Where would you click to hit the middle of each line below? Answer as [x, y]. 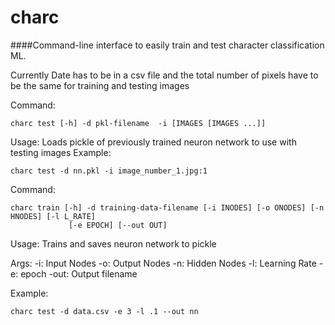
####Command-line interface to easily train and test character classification [167, 45]
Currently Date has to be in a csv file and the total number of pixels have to [164, 75]
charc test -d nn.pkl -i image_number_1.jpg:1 [109, 171]
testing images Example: [61, 152]
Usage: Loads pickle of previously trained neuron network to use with [153, 142]
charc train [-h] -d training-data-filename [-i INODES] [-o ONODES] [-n [167, 207]
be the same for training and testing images [100, 85]
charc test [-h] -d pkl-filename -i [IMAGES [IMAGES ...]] [138, 123]
